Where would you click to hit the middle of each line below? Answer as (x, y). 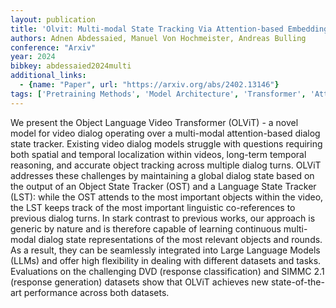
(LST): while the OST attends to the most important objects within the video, (167, 197)
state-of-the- (297, 282)
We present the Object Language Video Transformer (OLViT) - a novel (154, 122)
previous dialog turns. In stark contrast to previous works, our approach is (163, 218)
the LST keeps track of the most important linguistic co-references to (153, 207)
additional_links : (48, 76)
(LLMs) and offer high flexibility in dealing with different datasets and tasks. (166, 260)
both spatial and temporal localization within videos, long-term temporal (158, 154)
